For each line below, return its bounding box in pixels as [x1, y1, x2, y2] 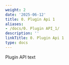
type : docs [5, 40, 28, 45]
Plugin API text [5, 54, 36, 60]
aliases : [5, 21, 24, 27]
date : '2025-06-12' [5, 12, 46, 17]
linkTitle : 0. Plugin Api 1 [5, 36, 64, 41]
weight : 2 [5, 7, 26, 13]
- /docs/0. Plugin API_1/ [5, 26, 59, 31]
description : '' [5, 31, 39, 36]
